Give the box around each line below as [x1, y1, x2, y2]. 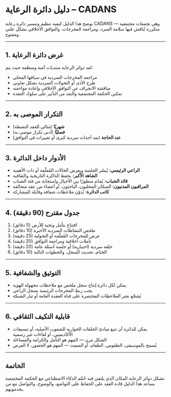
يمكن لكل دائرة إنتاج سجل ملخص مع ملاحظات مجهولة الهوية [12, 282, 126, 288]
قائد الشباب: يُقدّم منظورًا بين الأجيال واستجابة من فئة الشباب [12, 178, 128, 184]
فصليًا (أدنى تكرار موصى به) [12, 129, 65, 135]
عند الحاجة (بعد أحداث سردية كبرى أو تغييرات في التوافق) [12, 134, 121, 140]
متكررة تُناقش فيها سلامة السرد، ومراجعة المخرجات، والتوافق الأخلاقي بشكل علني [5, 25, 160, 32]
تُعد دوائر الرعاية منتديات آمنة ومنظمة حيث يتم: [5, 64, 93, 70]
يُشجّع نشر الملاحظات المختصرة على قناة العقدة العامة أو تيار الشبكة [12, 293, 141, 299]
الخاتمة [5, 361, 25, 370]
